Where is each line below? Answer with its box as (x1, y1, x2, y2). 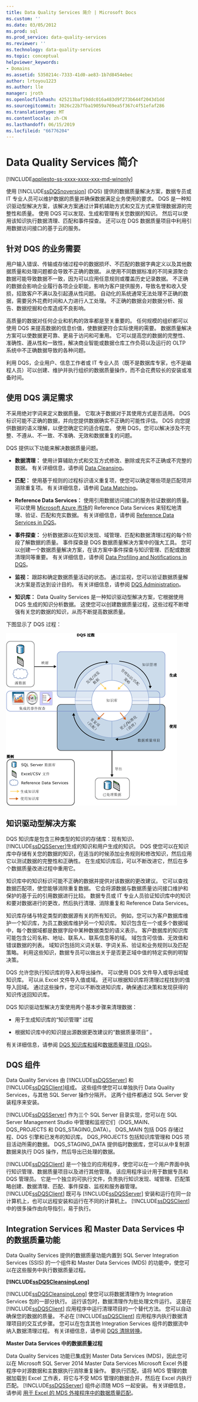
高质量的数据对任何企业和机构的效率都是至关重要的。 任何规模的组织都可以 (6, 317, 189, 324)
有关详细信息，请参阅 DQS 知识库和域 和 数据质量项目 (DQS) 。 (6, 1041, 155, 1048)
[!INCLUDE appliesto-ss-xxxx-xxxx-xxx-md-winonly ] (6, 176, 133, 183)
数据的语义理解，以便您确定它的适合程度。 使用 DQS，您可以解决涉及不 (11, 424, 186, 431)
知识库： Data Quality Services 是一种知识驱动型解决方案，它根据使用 (14, 593, 184, 600)
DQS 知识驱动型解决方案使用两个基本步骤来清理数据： (6, 1003, 137, 1010)
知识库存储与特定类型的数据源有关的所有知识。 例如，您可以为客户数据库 (6, 912, 183, 919)
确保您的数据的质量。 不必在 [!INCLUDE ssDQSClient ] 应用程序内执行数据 (6, 1313, 183, 1320)
